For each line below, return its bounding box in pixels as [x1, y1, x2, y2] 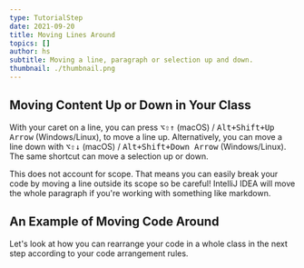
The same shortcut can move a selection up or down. [9, 151, 209, 162]
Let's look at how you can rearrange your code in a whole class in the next [9, 238, 289, 249]
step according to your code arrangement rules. [9, 247, 189, 259]
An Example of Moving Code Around [9, 214, 220, 230]
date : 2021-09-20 [9, 22, 75, 31]
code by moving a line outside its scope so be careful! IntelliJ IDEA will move [9, 178, 296, 189]
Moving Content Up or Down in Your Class [9, 97, 251, 114]
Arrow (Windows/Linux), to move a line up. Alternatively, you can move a [9, 131, 283, 142]
